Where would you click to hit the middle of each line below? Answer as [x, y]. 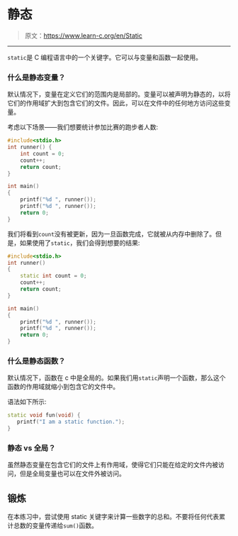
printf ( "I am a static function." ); [71, 422]
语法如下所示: [27, 402]
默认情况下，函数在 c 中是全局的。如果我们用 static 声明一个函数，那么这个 [117, 378]
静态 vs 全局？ [32, 448]
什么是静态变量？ [36, 77]
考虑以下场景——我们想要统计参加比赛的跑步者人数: [83, 127]
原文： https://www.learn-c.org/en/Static [84, 35]
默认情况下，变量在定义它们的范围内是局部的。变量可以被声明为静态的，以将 [119, 94]
